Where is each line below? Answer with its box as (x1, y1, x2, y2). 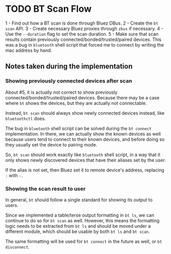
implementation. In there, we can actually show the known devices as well (5, 131, 161, 137)
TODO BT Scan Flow (5, 3, 92, 15)
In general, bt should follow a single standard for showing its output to (5, 197, 153, 203)
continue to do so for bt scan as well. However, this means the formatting (5, 217, 160, 223)
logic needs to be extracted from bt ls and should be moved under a (5, 223, 151, 229)
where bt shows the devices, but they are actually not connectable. (5, 100, 147, 106)
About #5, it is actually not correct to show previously (5, 89, 117, 95)
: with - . (5, 172, 23, 178)
